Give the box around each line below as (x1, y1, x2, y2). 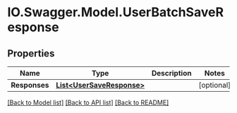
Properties (7, 47, 55, 59)
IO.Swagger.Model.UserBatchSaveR (7, 4, 224, 20)
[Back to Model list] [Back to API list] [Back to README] (7, 98, 169, 107)
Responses (11, 81, 49, 90)
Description (151, 69, 192, 78)
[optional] (198, 81, 231, 90)
